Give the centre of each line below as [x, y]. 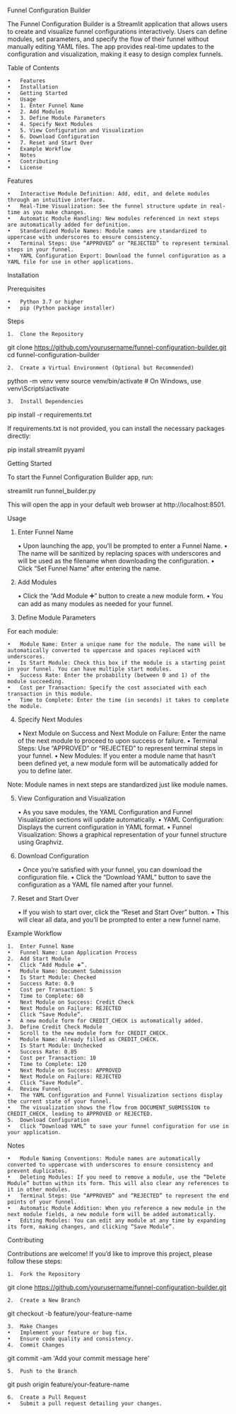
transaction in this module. [50, 694]
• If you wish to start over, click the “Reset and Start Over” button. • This [123, 912]
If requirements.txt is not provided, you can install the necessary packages [116, 428]
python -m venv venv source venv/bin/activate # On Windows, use [104, 381]
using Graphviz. [40, 842]
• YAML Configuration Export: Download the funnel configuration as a [117, 256]
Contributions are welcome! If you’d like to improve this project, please [110, 1253]
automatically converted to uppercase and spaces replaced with [104, 651]
